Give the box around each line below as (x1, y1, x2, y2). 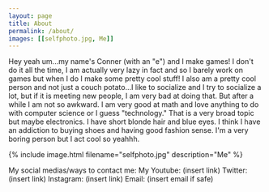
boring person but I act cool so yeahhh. (8, 134, 140, 144)
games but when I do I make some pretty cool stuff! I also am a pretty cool (8, 74, 257, 83)
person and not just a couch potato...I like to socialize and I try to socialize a (8, 83, 262, 92)
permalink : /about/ (8, 27, 75, 35)
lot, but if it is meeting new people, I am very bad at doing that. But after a (8, 91, 254, 101)
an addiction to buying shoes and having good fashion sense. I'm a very (8, 126, 249, 135)
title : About (8, 19, 53, 28)
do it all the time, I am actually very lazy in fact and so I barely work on (8, 66, 243, 75)
